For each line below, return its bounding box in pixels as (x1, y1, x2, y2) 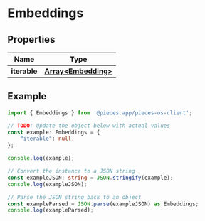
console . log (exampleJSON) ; (7, 180, 88, 188)
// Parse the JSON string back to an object (7, 193, 142, 200)
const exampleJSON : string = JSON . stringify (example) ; (7, 174, 174, 181)
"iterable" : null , (20, 135, 75, 143)
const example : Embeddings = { (7, 129, 100, 136)
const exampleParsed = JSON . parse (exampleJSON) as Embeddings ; (7, 200, 199, 207)
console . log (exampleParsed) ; (7, 207, 94, 214)
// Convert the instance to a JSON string (7, 168, 135, 175)
